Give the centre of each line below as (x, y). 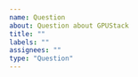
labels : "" (29, 42)
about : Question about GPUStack (69, 26)
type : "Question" (41, 58)
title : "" (28, 34)
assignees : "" (36, 50)
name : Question (37, 17)
